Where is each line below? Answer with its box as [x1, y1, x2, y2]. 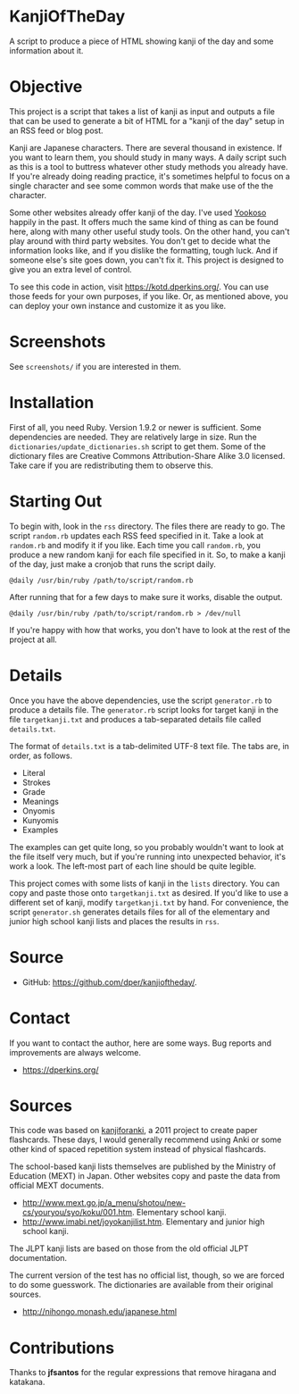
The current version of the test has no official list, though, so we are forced [9, 1270, 285, 1281]
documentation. [9, 1253, 68, 1264]
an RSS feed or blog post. [9, 125, 104, 136]
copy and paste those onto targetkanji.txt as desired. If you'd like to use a [9, 887, 288, 898]
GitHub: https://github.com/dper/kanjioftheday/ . [21, 976, 198, 988]
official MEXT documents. [9, 1181, 104, 1191]
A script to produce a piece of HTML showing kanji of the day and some [9, 36, 274, 46]
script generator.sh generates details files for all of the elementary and [9, 906, 270, 917]
